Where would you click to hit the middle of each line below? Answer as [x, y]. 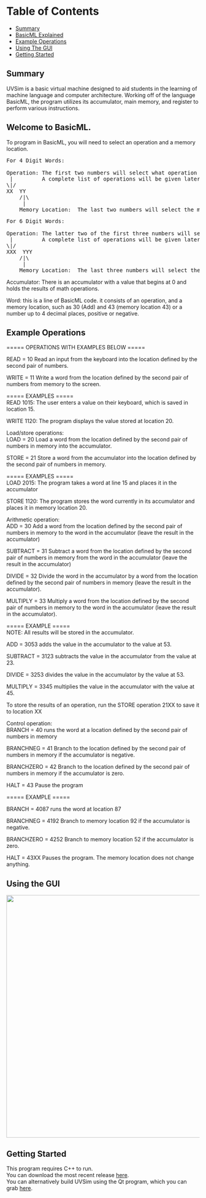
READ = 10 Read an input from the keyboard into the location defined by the [102, 359]
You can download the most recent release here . [68, 1175]
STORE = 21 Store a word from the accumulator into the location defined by [101, 458]
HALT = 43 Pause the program [45, 785]
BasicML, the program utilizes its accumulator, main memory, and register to [102, 101]
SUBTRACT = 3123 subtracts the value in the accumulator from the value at [101, 656]
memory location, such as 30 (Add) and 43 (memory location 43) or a [94, 307]
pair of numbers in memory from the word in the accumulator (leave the [97, 558]
